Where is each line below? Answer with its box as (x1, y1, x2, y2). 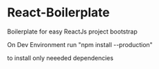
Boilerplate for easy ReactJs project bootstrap (7, 27, 138, 36)
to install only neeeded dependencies (7, 53, 114, 62)
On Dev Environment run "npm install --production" (7, 40, 153, 49)
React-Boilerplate (7, 5, 110, 20)
